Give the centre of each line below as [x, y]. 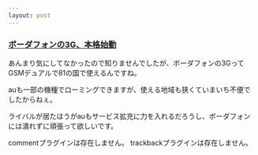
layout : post [30, 15]
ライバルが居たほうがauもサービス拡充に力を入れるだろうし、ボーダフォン [129, 116]
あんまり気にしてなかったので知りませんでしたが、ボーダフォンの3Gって [126, 63]
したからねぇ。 [32, 99]
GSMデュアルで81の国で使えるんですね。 [75, 72]
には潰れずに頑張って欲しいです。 [63, 126]
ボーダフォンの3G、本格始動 [62, 44]
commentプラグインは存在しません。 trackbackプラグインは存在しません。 [130, 142]
